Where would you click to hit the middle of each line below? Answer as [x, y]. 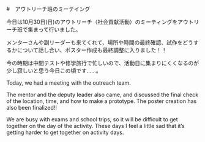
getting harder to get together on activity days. [65, 132]
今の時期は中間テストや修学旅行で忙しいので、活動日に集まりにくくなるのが [103, 63]
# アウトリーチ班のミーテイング [48, 9]
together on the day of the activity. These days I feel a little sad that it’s [95, 126]
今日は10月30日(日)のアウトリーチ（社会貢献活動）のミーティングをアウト [100, 22]
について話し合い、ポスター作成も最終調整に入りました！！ [92, 50]
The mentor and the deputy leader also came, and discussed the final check [102, 94]
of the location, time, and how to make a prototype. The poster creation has [102, 101]
